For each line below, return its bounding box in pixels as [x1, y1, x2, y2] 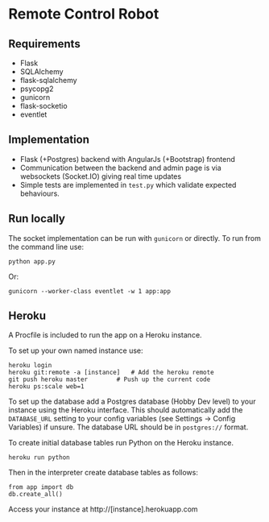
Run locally [8, 212, 66, 226]
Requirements [8, 37, 81, 51]
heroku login [8, 362, 52, 370]
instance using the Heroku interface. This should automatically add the [8, 405, 243, 415]
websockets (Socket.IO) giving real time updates [19, 171, 182, 181]
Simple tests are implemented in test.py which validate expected [19, 180, 237, 189]
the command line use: [8, 242, 85, 251]
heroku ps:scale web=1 [8, 383, 85, 391]
